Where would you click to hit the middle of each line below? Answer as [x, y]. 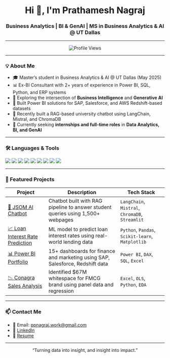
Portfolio [18, 261]
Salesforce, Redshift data [78, 264]
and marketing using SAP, [79, 257]
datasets [22, 108]
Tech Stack [141, 193]
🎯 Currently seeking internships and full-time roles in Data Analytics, [86, 124]
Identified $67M [68, 272]
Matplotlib [133, 242]
